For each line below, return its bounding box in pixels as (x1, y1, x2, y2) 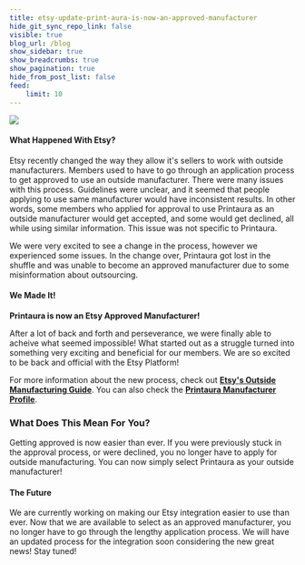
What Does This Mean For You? (9, 416, 151, 429)
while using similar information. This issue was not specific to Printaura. (9, 222, 278, 233)
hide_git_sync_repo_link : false (9, 22, 132, 31)
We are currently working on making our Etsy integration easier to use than (9, 507, 290, 519)
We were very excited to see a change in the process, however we (9, 240, 259, 251)
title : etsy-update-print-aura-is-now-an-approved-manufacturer (9, 13, 258, 23)
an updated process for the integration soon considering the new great (9, 536, 275, 547)
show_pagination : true (9, 65, 95, 74)
